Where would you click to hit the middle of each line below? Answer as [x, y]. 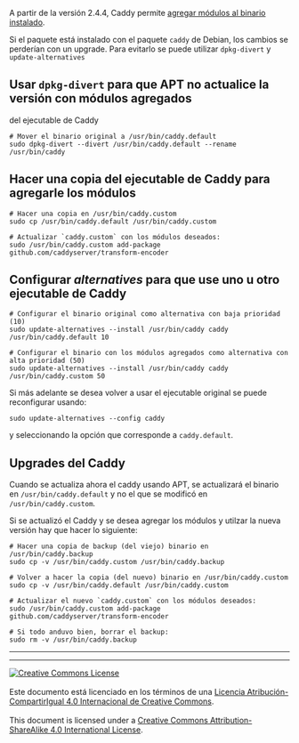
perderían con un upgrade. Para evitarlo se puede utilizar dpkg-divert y [140, 49]
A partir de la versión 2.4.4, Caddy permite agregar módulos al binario [137, 13]
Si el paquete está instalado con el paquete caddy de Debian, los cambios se [149, 40]
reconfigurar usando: [48, 402]
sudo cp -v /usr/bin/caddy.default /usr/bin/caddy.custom [119, 586]
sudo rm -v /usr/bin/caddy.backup [73, 640]
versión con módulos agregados [101, 98]
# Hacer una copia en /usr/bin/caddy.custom [93, 214]
